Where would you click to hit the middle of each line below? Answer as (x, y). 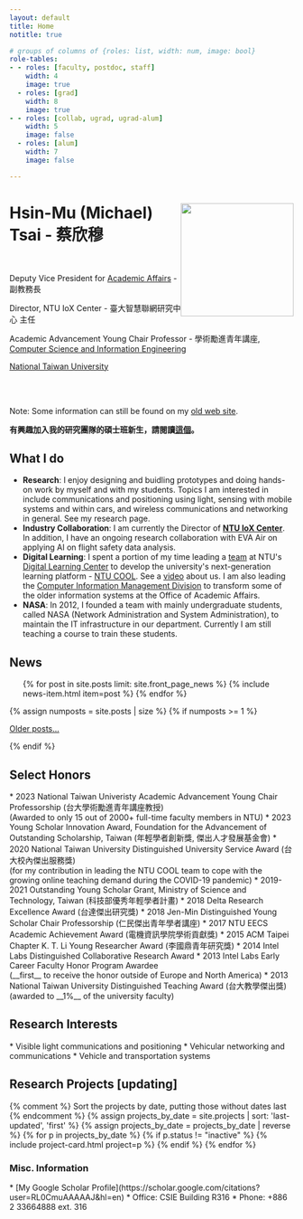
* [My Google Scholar (50, 1187)
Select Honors (50, 775)
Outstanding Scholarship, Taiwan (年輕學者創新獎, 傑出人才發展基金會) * (143, 838)
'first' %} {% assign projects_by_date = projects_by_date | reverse (169, 1125)
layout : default (40, 18)
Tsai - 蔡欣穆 (56, 235)
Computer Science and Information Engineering (98, 348)
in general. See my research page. (86, 519)
